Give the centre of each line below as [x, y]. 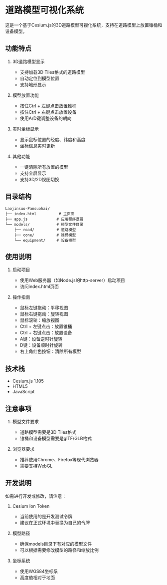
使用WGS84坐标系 [39, 571]
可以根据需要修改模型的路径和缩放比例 [59, 550]
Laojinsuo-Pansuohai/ [28, 208]
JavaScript [23, 392]
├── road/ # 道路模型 [45, 230]
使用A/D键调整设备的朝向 [46, 118]
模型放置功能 [25, 95]
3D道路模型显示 [28, 61]
